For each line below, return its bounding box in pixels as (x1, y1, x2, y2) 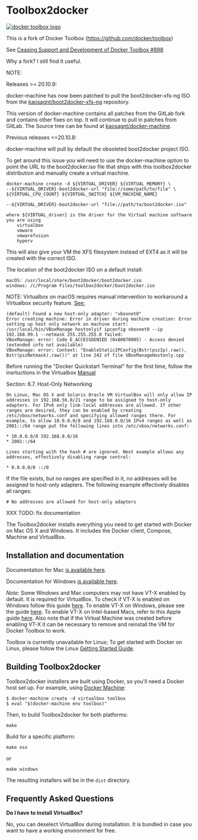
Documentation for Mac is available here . (6, 566, 107, 573)
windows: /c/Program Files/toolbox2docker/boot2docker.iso (6, 283, 155, 288)
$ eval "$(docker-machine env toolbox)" (6, 700, 108, 707)
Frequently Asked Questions (6, 793, 114, 803)
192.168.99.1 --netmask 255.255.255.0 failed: (6, 331, 123, 338)
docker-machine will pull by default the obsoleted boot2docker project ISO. (6, 145, 190, 152)
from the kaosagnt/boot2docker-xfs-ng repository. (6, 98, 130, 105)
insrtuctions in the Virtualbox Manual (6, 368, 96, 376)
